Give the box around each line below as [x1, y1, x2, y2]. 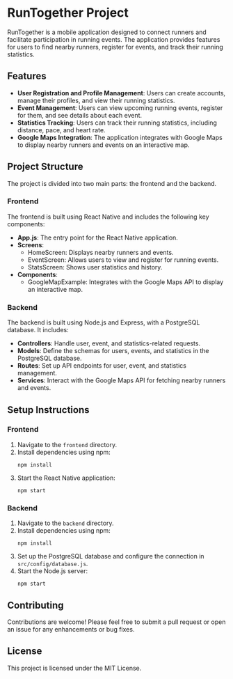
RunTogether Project [7, 5, 129, 21]
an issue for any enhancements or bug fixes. [7, 625, 135, 633]
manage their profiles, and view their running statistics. [17, 96, 175, 104]
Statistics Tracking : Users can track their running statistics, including [17, 118, 217, 127]
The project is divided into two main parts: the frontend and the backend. [7, 179, 217, 187]
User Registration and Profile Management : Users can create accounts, [17, 88, 226, 97]
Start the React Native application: [17, 474, 116, 482]
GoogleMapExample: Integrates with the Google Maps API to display [27, 277, 224, 286]
